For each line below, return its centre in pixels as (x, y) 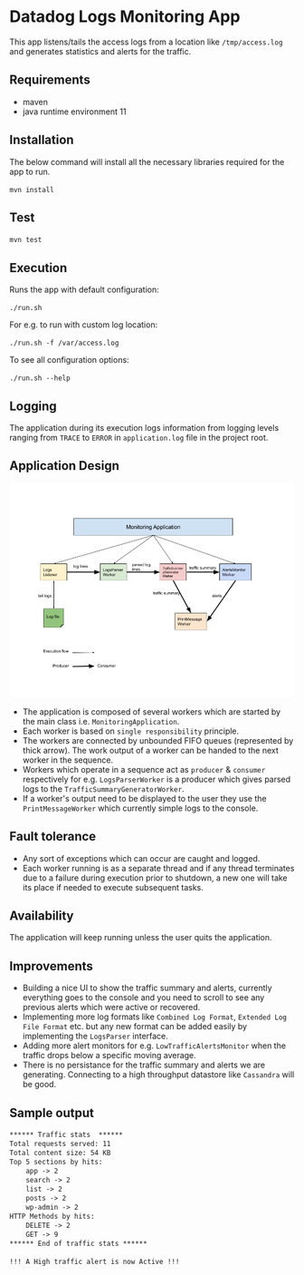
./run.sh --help (40, 378)
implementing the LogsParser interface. (95, 1037)
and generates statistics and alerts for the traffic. (100, 51)
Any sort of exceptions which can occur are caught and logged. (141, 858)
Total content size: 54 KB (60, 1153)
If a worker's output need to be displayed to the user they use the (144, 798)
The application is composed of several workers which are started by (152, 711)
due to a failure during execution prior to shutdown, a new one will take (155, 878)
